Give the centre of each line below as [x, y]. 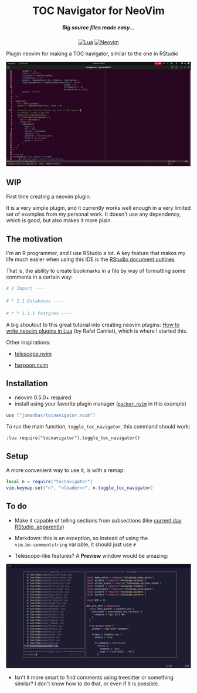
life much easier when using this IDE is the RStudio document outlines [90, 259]
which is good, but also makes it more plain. [59, 220]
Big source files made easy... [98, 27]
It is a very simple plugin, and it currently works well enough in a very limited [98, 208]
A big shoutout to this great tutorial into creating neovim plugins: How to [93, 324]
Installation [27, 384]
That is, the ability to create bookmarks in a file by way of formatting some [96, 271]
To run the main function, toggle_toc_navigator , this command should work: [98, 427]
